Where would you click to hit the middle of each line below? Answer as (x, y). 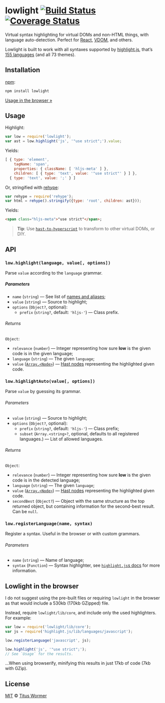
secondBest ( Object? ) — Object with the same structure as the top (78, 501)
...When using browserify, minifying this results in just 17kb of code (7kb (78, 663)
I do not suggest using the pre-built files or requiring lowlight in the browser (82, 598)
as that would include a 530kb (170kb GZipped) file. (57, 603)
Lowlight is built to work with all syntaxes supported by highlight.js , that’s (79, 49)
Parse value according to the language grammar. (54, 273)
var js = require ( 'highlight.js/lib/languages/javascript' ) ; (69, 631)
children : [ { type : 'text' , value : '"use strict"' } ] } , (76, 173)
